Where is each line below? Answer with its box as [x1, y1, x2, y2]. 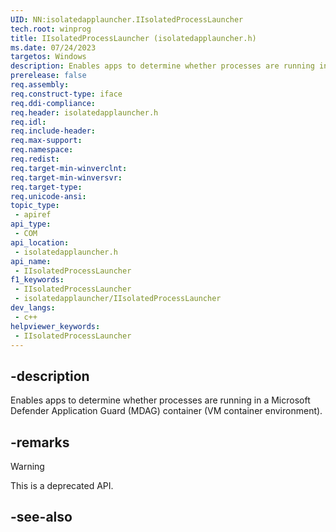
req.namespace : [10, 145, 74, 155]
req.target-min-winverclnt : [10, 163, 128, 173]
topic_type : [10, 201, 60, 211]
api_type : [10, 219, 52, 230]
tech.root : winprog [10, 24, 92, 34]
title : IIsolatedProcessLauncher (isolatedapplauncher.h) [10, 33, 257, 43]
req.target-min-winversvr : [10, 172, 123, 183]
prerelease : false [10, 71, 87, 81]
